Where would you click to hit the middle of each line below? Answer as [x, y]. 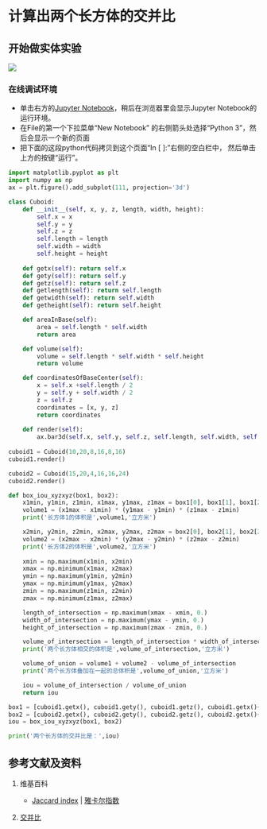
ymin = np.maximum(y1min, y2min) [78, 576]
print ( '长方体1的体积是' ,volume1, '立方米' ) [89, 517]
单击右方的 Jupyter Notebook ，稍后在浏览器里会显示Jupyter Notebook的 [138, 108]
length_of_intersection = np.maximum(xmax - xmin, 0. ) [115, 613]
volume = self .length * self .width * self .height [120, 356]
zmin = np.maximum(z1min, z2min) [78, 591]
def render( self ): [53, 430]
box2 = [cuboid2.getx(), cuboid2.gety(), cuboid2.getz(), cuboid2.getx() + [135, 715]
